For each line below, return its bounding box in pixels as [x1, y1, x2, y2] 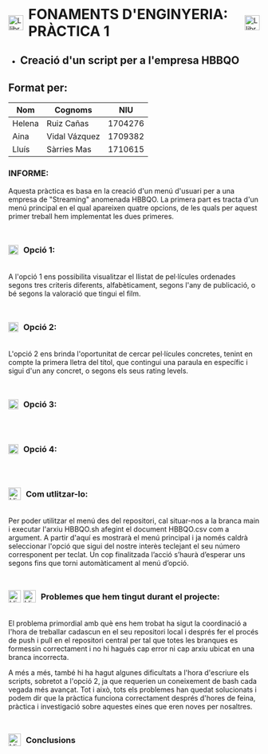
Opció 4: [23, 443, 57, 454]
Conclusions [26, 734, 76, 745]
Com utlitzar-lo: [26, 488, 89, 499]
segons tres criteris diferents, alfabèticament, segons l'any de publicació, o [8, 280, 256, 289]
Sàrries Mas [46, 144, 92, 155]
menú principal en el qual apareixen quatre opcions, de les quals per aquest [8, 202, 258, 212]
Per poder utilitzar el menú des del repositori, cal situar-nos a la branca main [8, 516, 260, 525]
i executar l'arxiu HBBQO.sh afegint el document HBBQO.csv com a [8, 524, 230, 534]
